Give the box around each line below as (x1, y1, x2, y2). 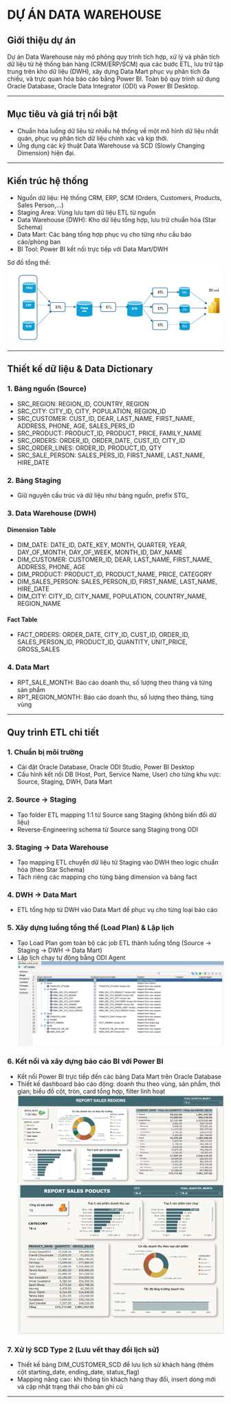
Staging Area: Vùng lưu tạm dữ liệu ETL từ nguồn (16, 208, 156, 217)
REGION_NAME (16, 600, 61, 608)
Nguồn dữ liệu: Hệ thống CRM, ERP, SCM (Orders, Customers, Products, (16, 193, 222, 201)
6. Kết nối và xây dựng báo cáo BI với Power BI (7, 1056, 164, 1066)
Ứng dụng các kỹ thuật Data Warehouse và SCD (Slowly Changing (16, 141, 205, 150)
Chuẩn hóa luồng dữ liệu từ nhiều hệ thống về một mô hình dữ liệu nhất (16, 126, 219, 135)
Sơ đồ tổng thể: (7, 258, 51, 266)
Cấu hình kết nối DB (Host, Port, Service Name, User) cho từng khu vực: (16, 770, 221, 779)
